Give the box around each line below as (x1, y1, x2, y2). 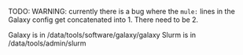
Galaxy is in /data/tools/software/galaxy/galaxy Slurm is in (8, 31, 197, 39)
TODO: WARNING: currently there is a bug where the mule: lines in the (8, 7, 236, 16)
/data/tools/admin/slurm (8, 38, 87, 48)
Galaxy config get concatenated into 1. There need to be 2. (8, 15, 199, 24)
